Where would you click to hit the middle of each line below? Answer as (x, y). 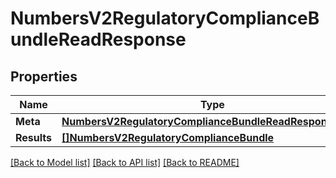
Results (34, 137)
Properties (44, 76)
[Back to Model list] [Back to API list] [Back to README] (125, 162)
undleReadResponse (98, 39)
